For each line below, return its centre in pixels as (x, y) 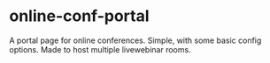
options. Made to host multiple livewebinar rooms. (100, 49)
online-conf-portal (79, 16)
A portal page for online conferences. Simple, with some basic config (135, 40)
